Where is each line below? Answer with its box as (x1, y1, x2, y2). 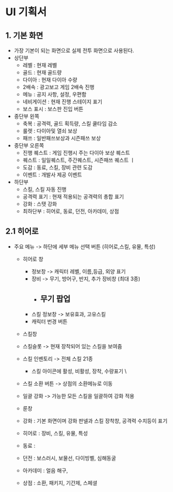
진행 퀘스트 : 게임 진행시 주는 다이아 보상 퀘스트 (22, 150, 130, 156)
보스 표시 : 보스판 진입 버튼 (22, 106, 84, 112)
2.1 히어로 (5, 226, 39, 237)
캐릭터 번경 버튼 (31, 318, 68, 325)
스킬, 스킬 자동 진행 (22, 186, 67, 193)
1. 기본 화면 (5, 30, 43, 40)
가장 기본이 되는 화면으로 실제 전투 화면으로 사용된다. (13, 47, 134, 54)
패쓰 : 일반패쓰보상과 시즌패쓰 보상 (22, 135, 101, 141)
